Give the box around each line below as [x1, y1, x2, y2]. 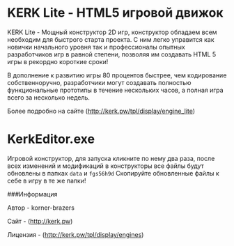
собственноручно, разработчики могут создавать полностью [7, 78, 192, 86]
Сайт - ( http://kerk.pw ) [7, 217, 73, 225]
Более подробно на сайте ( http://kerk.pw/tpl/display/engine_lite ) [7, 107, 196, 115]
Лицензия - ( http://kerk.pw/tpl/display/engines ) [7, 230, 144, 238]
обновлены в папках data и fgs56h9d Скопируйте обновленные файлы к [7, 169, 219, 177]
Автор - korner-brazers [7, 203, 75, 212]
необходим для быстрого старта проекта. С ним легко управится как [7, 35, 214, 43]
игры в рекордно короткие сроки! [7, 57, 109, 66]
